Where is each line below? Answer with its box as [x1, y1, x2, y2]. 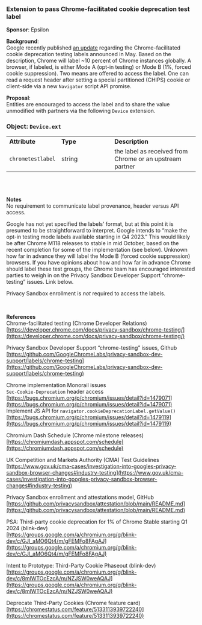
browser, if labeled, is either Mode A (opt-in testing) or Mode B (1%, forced [6, 63, 191, 71]
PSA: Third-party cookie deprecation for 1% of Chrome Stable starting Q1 [6, 518, 188, 525]
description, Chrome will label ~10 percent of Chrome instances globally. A [6, 57, 191, 65]
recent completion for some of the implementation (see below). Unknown [6, 246, 188, 253]
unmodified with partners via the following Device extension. [6, 107, 156, 115]
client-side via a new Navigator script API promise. [6, 83, 132, 90]
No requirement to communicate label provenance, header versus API [6, 202, 179, 210]
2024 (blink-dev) [6, 524, 48, 531]
